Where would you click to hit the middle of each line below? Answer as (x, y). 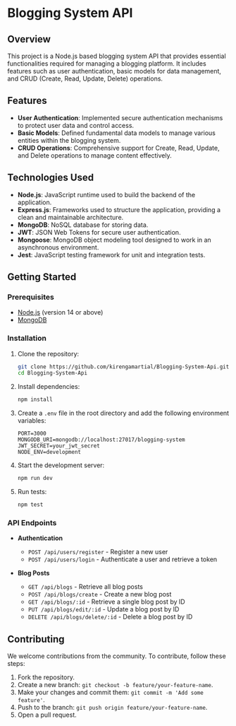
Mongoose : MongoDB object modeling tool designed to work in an (114, 240)
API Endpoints (32, 522)
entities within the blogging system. (69, 140)
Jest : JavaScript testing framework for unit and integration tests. (111, 254)
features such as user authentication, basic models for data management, (114, 71)
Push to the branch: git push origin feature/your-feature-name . (112, 708)
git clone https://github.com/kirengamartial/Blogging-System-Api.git (123, 367)
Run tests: (32, 492)
